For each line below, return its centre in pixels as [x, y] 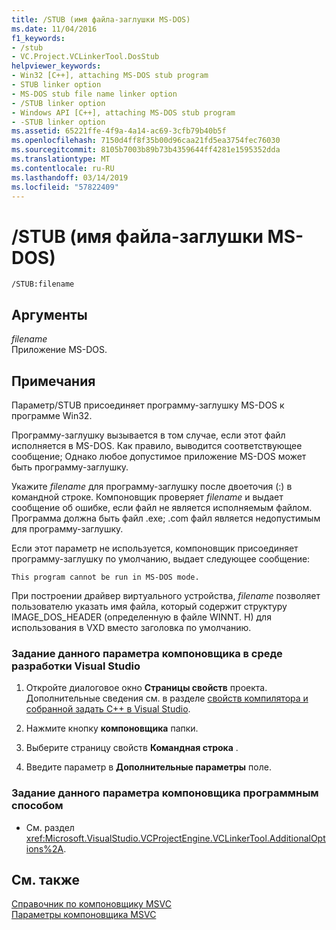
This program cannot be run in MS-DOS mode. [105, 577]
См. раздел [50, 827]
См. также [46, 879]
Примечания [53, 381]
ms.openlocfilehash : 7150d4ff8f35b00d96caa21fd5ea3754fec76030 [146, 141]
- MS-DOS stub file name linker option [94, 94]
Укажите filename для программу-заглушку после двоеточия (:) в [152, 486]
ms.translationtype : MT [61, 159]
